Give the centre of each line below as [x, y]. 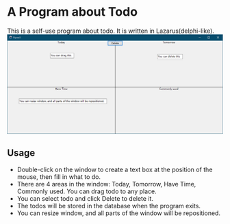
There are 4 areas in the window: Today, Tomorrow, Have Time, [106, 184]
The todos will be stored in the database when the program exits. [108, 206]
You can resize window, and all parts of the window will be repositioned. [119, 213]
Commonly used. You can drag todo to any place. [87, 191]
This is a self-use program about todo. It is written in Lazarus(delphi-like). [111, 31]
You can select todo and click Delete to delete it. [85, 198]
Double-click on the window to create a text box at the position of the [115, 169]
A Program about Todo [73, 12]
